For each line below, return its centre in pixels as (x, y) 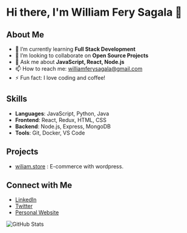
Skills (17, 99)
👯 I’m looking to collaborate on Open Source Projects (82, 56)
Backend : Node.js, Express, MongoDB (63, 126)
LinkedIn (26, 200)
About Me (25, 35)
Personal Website (37, 212)
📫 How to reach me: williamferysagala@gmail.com (79, 69)
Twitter (24, 206)
